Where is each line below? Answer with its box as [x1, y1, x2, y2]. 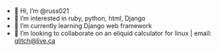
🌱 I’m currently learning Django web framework [13, 22, 152, 30]
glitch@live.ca [13, 37, 55, 45]
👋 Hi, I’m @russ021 [13, 7, 69, 15]
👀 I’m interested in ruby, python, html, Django [13, 14, 146, 22]
